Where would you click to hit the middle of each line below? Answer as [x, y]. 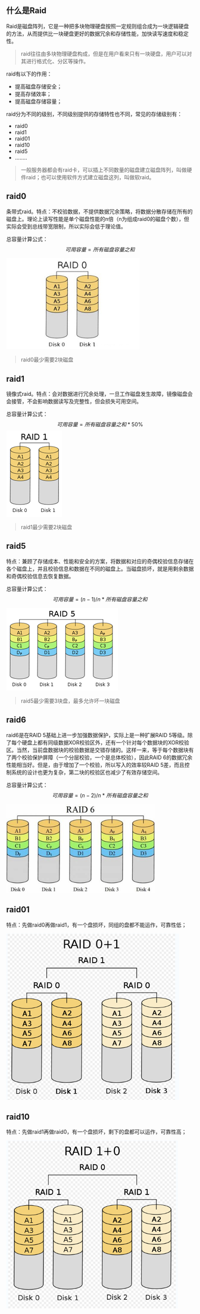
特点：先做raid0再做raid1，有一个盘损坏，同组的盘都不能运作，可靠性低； [96, 925]
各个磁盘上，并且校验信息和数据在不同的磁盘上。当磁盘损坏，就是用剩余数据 [100, 569]
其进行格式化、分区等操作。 [55, 61]
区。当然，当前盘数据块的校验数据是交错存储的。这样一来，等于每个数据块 [97, 750]
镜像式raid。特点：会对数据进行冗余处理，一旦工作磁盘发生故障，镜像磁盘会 [100, 394]
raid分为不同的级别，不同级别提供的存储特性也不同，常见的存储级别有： [94, 114]
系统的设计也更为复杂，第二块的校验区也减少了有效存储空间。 [87, 772]
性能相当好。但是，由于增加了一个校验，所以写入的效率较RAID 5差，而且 [95, 764]
